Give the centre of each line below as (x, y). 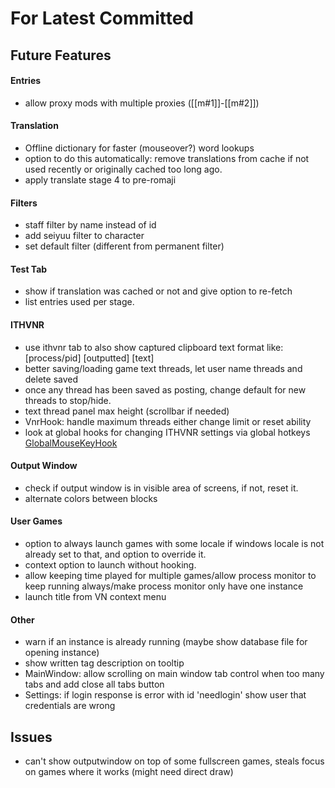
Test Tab (29, 269)
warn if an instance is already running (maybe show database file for (166, 642)
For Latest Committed (102, 18)
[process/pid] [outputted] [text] (89, 358)
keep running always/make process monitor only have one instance (164, 586)
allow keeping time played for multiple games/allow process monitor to (170, 575)
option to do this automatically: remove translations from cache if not (167, 158)
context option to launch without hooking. (110, 565)
